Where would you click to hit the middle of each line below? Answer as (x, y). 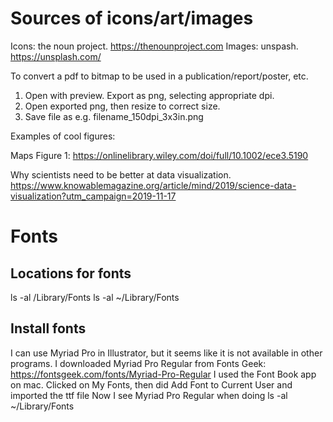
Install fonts (48, 328)
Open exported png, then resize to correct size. (122, 106)
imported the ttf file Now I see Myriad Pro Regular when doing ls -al (149, 395)
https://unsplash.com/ (56, 56)
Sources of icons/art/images (132, 18)
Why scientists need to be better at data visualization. (121, 174)
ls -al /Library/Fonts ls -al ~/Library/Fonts (95, 297)
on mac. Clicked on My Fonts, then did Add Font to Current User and (151, 384)
